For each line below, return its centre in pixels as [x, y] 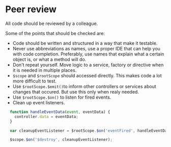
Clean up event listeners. [39, 102]
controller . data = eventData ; [47, 116]
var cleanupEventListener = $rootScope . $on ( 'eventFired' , [73, 131]
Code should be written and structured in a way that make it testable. [85, 43]
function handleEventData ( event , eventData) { [60, 112]
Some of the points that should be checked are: [55, 33]
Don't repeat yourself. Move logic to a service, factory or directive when [88, 65]
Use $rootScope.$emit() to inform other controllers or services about [84, 86]
